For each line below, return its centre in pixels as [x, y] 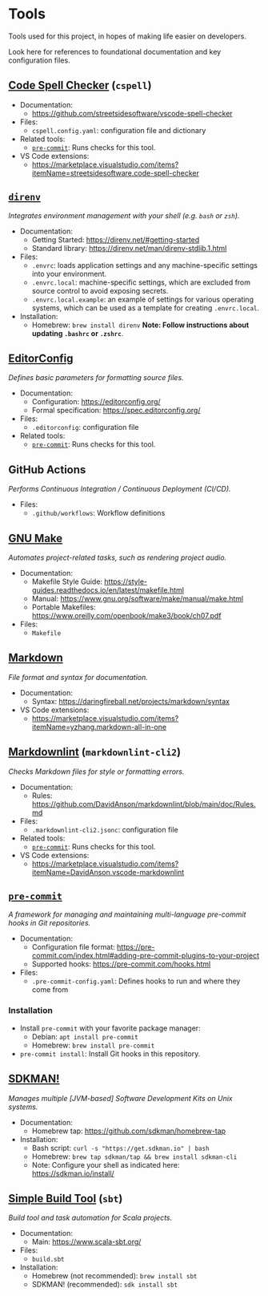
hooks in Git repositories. [50, 923]
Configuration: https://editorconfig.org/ [96, 402]
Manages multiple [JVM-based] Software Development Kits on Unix [121, 1098]
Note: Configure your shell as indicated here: [106, 1164]
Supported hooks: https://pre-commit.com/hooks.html [121, 964]
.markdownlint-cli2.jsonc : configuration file [105, 829]
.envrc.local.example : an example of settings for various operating [143, 299]
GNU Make [36, 538]
